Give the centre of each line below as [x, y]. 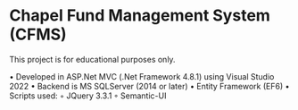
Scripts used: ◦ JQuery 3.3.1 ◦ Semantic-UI [88, 96]
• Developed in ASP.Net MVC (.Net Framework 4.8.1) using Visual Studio [142, 76]
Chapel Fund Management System [140, 16]
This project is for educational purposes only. [92, 59]
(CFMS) [38, 34]
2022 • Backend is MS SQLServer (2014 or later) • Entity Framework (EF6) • [149, 86]
